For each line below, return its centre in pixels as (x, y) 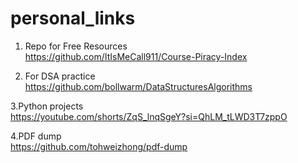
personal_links (73, 18)
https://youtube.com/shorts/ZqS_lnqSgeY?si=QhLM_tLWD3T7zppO (149, 116)
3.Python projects (47, 106)
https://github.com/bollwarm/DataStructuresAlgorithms (138, 86)
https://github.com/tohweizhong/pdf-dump (99, 146)
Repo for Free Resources (76, 46)
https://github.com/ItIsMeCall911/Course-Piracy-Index (136, 56)
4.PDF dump (36, 136)
